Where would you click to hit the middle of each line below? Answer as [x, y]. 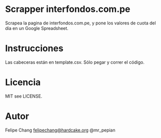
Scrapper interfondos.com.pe [68, 9]
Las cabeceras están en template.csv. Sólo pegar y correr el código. [75, 62]
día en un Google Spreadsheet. [37, 28]
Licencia [23, 82]
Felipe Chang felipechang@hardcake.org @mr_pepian [60, 130]
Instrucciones [34, 49]
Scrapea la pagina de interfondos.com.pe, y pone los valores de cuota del [80, 23]
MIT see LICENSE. [24, 96]
